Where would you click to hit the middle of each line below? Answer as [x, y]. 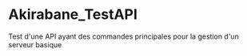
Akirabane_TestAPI [73, 15]
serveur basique [35, 44]
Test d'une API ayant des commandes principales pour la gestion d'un [124, 36]
